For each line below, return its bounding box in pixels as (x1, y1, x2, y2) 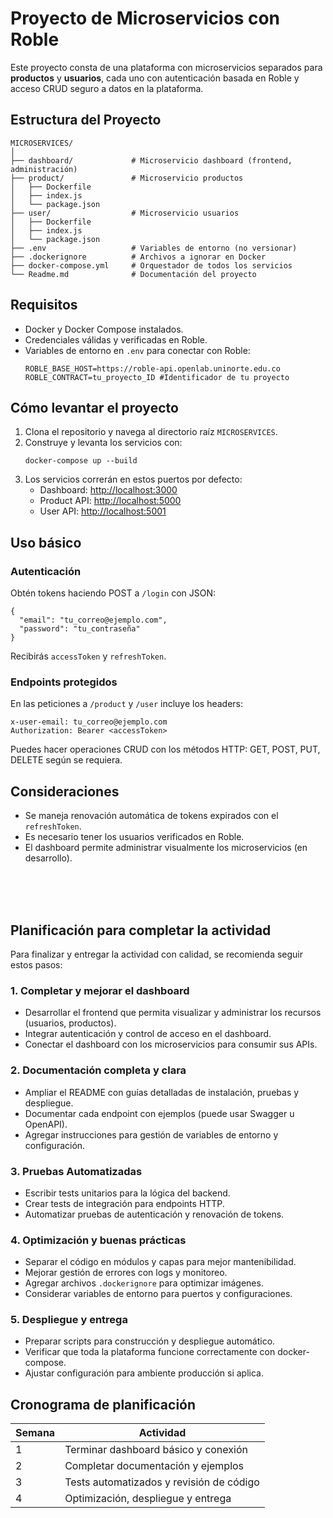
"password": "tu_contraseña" (19, 624, 141, 634)
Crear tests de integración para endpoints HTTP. (24, 1197, 225, 1209)
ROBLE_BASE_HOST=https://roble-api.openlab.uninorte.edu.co (24, 363, 281, 374)
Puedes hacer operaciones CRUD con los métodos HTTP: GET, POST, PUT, (10, 743, 321, 756)
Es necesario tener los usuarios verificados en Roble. (24, 831, 245, 843)
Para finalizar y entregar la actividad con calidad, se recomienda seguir (10, 948, 304, 960)
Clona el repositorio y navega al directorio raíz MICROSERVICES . (24, 426, 278, 438)
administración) (10, 164, 78, 174)
